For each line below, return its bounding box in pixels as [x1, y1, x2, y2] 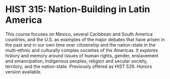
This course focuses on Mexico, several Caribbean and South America [5, 31, 153, 37]
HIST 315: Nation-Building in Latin [5, 4, 151, 15]
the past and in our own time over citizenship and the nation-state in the [5, 42, 156, 48]
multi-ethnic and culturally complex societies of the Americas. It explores [5, 47, 158, 53]
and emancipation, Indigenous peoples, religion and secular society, [5, 58, 148, 64]
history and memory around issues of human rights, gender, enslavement [5, 52, 159, 59]
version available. [5, 68, 42, 74]
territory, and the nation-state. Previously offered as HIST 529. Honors [5, 63, 152, 69]
